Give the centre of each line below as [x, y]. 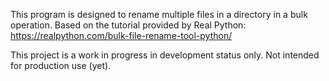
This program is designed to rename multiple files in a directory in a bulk [159, 14]
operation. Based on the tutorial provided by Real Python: [128, 25]
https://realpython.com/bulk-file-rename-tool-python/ [121, 35]
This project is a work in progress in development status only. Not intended [165, 55]
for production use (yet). [61, 65]
